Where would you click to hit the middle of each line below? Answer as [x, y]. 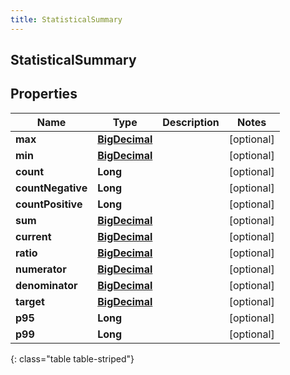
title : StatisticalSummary [66, 19]
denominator [46, 285]
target [30, 301]
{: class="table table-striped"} [72, 358]
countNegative [51, 188]
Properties [44, 94]
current [33, 236]
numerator [41, 269]
